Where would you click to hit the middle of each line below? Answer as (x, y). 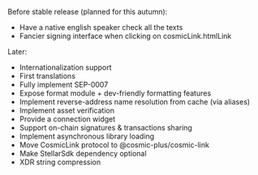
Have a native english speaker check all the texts (101, 27)
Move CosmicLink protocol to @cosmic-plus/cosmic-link (114, 145)
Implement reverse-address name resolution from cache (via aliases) (135, 102)
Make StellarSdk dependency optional (83, 154)
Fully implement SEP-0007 (64, 85)
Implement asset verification (67, 110)
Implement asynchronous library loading (87, 136)
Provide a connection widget (67, 119)
